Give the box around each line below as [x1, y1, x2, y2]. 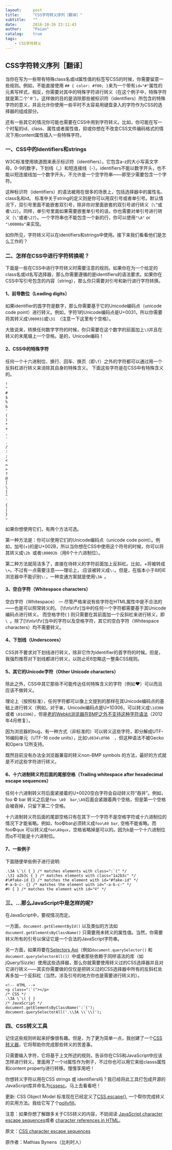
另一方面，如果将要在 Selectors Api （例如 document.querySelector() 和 [5, 947, 153, 953]
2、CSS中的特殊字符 [5, 345, 49, 352]
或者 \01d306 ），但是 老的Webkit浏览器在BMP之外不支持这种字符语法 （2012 [5, 711, 163, 717]
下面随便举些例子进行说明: [5, 858, 61, 864]
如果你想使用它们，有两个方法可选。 [5, 526, 82, 532]
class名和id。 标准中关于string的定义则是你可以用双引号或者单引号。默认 [5, 195, 159, 201]
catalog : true [5, 31, 42, 36]
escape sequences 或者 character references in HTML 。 [5, 1117, 124, 1123]
